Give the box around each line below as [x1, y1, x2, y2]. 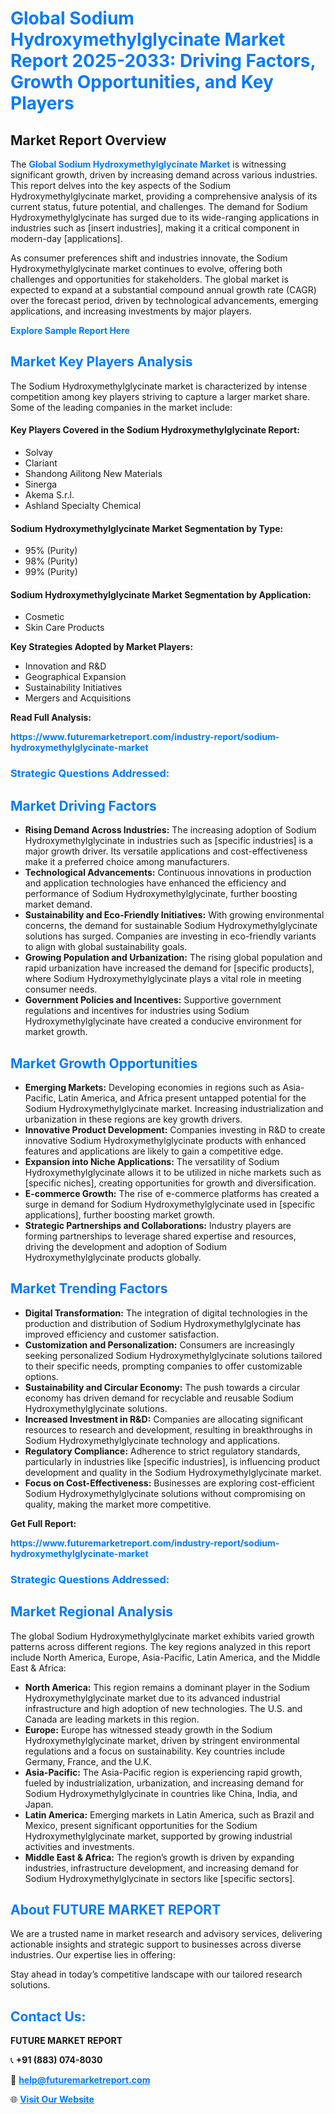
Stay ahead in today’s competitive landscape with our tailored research [10, 1968, 303, 1981]
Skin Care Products [24, 622, 105, 634]
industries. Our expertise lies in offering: [10, 1949, 176, 1961]
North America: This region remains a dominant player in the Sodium [24, 1681, 310, 1693]
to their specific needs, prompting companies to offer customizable [24, 1360, 303, 1372]
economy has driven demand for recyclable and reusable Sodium [24, 1392, 294, 1404]
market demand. [24, 898, 93, 911]
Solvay [24, 447, 53, 459]
